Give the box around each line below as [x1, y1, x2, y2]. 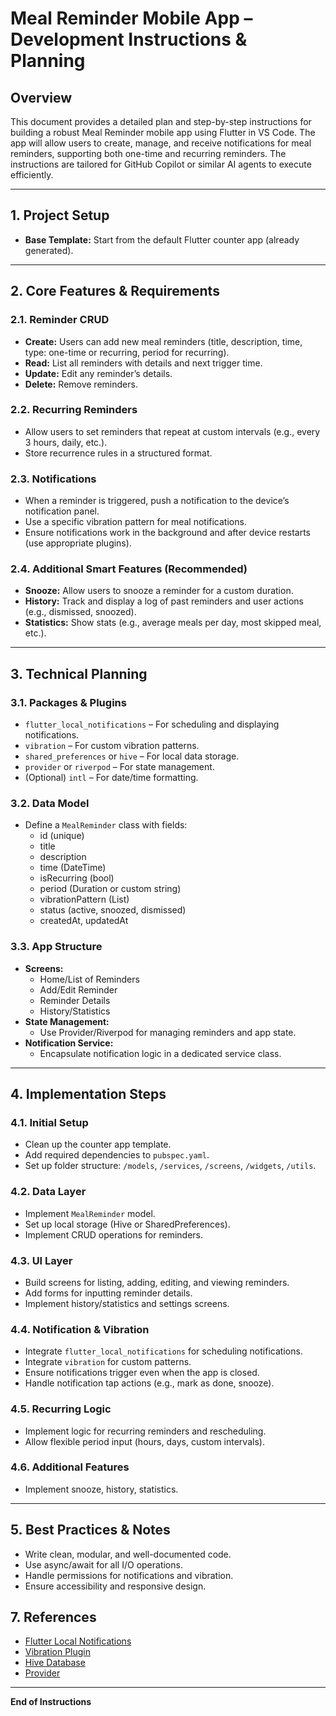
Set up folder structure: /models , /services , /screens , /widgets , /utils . [24, 1160, 317, 1172]
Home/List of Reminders [39, 973, 140, 985]
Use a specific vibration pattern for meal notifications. [24, 516, 247, 528]
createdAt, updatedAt [39, 915, 129, 927]
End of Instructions [10, 1696, 92, 1708]
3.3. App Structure [10, 940, 103, 954]
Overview [10, 89, 73, 106]
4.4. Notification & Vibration [10, 1322, 150, 1336]
